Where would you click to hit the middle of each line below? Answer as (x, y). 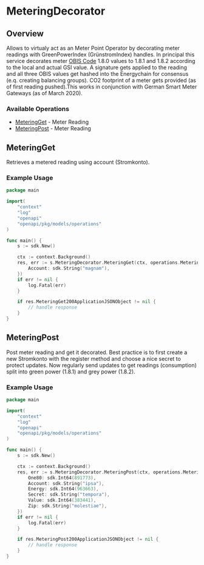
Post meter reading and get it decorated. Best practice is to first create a (97, 352)
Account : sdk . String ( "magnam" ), (69, 269)
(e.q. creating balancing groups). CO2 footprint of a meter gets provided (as (101, 80)
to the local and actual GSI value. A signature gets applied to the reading (97, 67)
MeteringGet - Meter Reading (52, 122)
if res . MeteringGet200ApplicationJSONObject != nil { (87, 302)
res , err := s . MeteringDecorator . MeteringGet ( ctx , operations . (99, 263)
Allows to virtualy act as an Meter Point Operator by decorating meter (93, 48)
